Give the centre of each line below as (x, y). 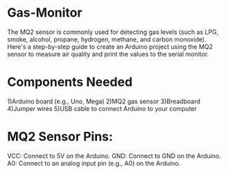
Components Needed (70, 82)
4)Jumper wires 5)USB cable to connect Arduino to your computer (102, 108)
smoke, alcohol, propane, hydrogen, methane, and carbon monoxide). (107, 39)
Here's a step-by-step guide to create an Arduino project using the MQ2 (110, 46)
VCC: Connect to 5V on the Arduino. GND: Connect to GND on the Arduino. (114, 156)
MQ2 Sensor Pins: (60, 137)
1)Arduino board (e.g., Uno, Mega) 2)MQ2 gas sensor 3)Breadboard (104, 101)
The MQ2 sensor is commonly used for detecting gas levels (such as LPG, (113, 32)
